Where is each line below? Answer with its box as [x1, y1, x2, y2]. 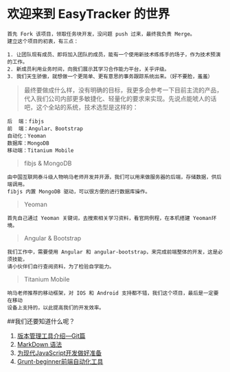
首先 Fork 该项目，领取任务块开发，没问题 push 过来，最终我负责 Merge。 [7, 30, 196, 38]
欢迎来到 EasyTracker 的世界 [7, 6, 170, 22]
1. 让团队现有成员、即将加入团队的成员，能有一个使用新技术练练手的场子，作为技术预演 [7, 51, 221, 58]
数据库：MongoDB [7, 140, 49, 147]
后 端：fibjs [7, 118, 45, 125]
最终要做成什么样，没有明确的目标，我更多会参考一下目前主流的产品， [23, 86, 223, 94]
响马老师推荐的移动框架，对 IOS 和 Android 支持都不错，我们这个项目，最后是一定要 [7, 289, 219, 297]
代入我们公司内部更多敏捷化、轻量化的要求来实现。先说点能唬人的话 [23, 94, 217, 103]
